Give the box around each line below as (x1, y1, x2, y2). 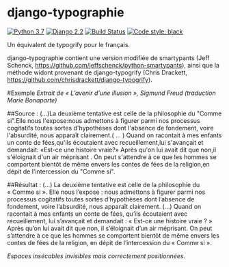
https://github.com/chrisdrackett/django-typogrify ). (7, 75, 152, 83)
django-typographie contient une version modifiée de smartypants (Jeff (7, 53, 210, 62)
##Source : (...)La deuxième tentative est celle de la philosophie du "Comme (7, 109, 222, 117)
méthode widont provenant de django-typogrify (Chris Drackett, (7, 68, 188, 76)
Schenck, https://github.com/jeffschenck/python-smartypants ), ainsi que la (7, 61, 220, 69)
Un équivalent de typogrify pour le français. (7, 40, 131, 48)
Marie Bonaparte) (7, 96, 57, 104)
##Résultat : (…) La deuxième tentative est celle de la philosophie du (7, 180, 200, 188)
